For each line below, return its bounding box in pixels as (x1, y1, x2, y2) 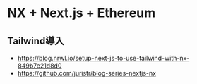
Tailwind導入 (7, 35, 64, 47)
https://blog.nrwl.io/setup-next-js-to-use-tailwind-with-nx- (17, 54, 190, 62)
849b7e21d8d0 (17, 61, 62, 70)
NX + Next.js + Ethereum (7, 5, 156, 21)
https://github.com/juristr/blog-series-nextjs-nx (17, 69, 157, 77)
